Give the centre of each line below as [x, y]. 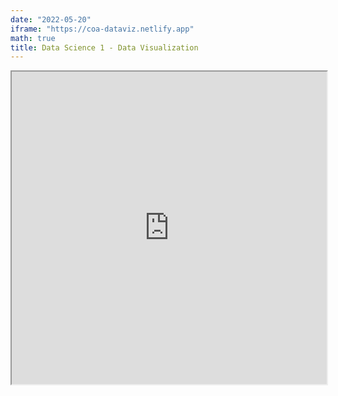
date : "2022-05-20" [51, 19]
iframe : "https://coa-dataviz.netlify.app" [102, 29]
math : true [33, 38]
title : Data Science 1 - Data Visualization [104, 47]
